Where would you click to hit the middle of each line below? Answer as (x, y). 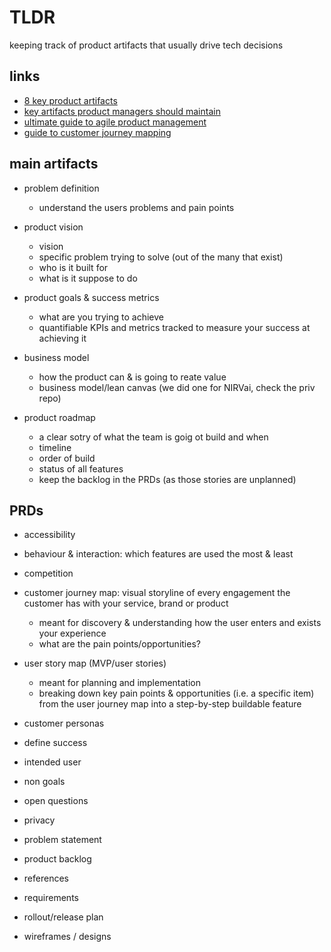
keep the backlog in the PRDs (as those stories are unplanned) (167, 479)
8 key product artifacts (70, 100)
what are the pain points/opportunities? (119, 644)
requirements (51, 898)
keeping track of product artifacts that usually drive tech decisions (146, 45)
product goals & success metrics (91, 297)
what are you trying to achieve (101, 317)
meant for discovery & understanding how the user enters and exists (180, 623)
